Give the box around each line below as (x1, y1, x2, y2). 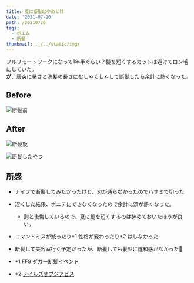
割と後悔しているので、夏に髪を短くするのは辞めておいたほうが (23, 213, 178, 220)
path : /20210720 (6, 19, 46, 25)
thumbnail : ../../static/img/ (6, 42, 81, 48)
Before (6, 90, 31, 100)
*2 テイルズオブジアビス (14, 271, 75, 278)
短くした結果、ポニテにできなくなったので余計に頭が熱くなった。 (14, 201, 175, 208)
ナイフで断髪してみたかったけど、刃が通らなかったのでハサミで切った (14, 188, 185, 196)
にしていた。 (6, 65, 37, 72)
